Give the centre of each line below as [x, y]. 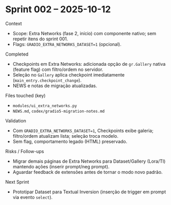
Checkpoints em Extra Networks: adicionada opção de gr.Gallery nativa [89, 64]
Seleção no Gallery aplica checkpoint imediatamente [69, 74]
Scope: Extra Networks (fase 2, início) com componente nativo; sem [84, 33]
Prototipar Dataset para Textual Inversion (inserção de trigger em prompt [89, 192]
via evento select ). [32, 197]
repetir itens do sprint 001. [40, 39]
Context [14, 23]
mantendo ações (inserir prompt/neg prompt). [61, 166]
